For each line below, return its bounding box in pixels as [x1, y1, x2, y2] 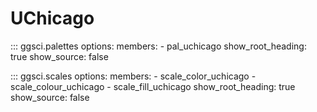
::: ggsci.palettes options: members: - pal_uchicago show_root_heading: [10, 40, 307, 52]
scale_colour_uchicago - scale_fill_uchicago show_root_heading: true [10, 80, 296, 92]
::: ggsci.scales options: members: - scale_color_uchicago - [10, 70, 257, 82]
